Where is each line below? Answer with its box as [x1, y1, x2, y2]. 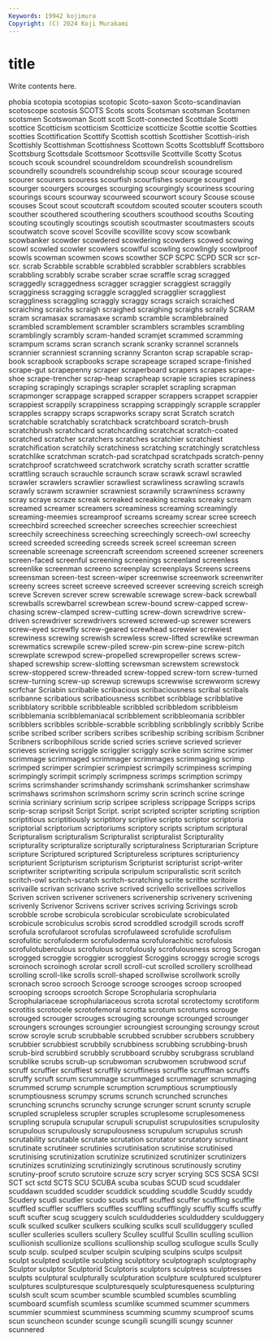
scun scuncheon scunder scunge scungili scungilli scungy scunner [8, 1316, 233, 1326]
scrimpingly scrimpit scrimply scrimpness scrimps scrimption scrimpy [8, 771, 243, 781]
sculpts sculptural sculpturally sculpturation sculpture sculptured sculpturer [8, 1273, 262, 1282]
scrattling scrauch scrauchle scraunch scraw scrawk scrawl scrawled [8, 469, 242, 478]
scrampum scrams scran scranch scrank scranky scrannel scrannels [8, 339, 239, 349]
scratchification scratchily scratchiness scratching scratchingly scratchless [8, 443, 261, 452]
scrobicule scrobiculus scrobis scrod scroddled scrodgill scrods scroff [8, 919, 245, 928]
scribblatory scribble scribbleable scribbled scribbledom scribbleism [8, 702, 238, 712]
